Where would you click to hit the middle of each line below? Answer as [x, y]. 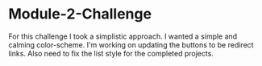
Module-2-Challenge [80, 14]
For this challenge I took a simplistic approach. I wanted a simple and [123, 36]
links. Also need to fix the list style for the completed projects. [111, 53]
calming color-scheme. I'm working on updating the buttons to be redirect [131, 44]
